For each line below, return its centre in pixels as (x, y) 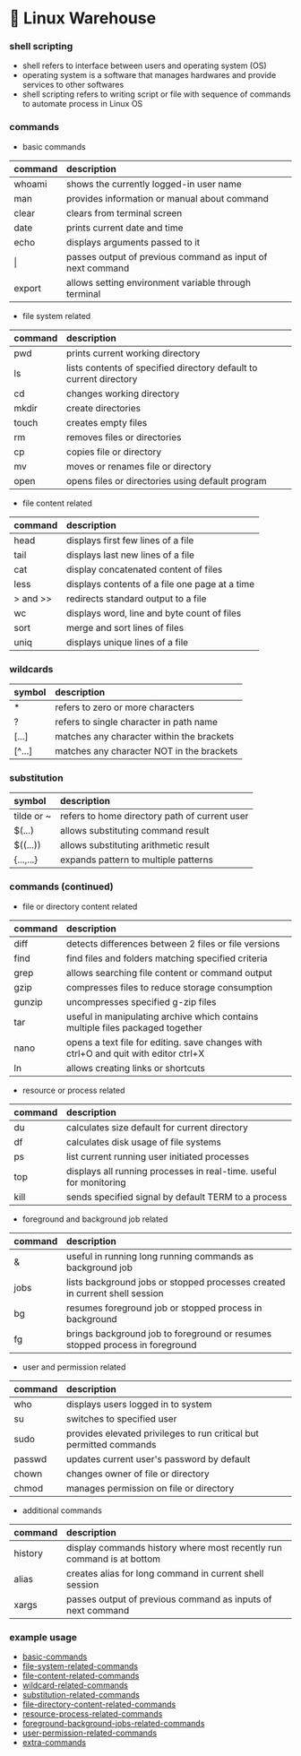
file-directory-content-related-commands (99, 1704)
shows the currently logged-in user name (154, 184)
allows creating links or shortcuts (136, 1068)
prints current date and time (125, 228)
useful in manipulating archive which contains (162, 1016)
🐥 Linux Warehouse (83, 18)
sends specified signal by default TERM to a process (176, 1197)
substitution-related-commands (81, 1694)
